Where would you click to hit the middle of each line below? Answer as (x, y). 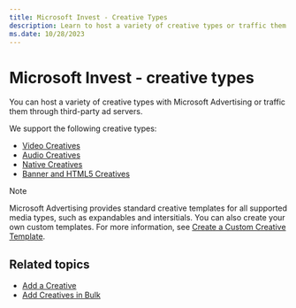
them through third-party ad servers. (76, 112)
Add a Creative (49, 286)
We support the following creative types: (83, 128)
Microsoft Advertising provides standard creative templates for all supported (148, 208)
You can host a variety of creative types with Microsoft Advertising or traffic (147, 102)
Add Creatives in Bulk (61, 295)
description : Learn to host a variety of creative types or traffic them (148, 26)
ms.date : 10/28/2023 (47, 34)
